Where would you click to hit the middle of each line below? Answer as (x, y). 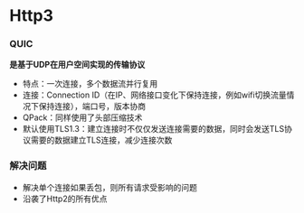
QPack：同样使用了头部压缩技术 (82, 117)
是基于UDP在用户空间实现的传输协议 (77, 65)
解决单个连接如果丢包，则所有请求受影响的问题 (109, 187)
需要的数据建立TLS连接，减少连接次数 (101, 140)
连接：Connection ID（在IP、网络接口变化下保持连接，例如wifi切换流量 (154, 95)
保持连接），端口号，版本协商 (92, 106)
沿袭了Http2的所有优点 (65, 199)
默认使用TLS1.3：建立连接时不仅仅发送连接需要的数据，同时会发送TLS (153, 129)
